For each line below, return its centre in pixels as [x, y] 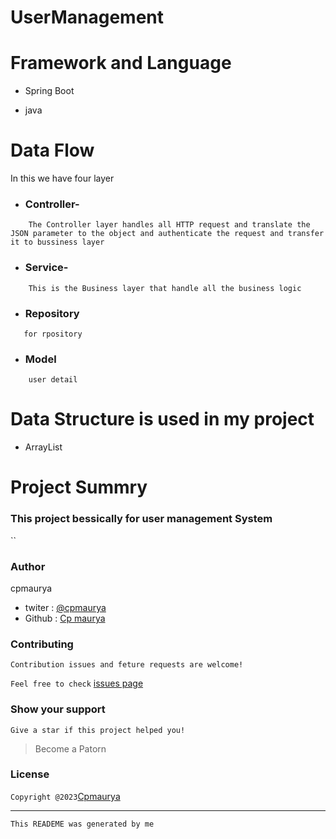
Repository [52, 313]
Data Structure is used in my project [162, 419]
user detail [53, 380]
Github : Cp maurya [65, 618]
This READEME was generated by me [82, 824]
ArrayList [43, 447]
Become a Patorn [70, 748]
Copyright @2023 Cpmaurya [65, 796]
